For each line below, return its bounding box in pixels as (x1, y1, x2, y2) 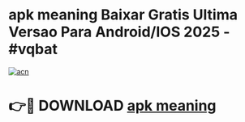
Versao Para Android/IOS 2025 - (8, 23, 230, 41)
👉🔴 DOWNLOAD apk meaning (8, 97, 217, 115)
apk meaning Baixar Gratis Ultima (8, 6, 238, 24)
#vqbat (8, 40, 58, 58)
